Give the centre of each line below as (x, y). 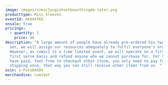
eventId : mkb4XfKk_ (25, 19)
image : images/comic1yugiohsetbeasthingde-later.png (61, 10)
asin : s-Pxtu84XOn (24, 70)
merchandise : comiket (28, 75)
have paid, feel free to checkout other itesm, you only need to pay (83, 61)
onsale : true (19, 24)
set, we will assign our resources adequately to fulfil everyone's (82, 47)
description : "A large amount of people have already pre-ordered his (80, 42)
